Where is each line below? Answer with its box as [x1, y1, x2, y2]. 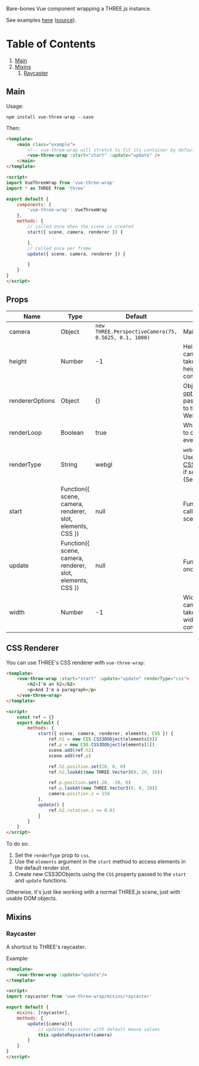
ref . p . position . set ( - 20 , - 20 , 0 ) [48, 780, 131, 786]
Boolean [60, 428, 84, 436]
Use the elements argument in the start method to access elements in [14, 858, 186, 865]
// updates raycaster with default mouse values [37, 1026, 161, 1032]
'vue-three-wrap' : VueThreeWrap [27, 207, 108, 213]
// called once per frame [27, 245, 92, 251]
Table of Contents [6, 37, 96, 51]
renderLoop [9, 428, 42, 436]
